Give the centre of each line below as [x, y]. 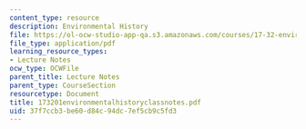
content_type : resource [55, 18]
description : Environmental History [79, 26]
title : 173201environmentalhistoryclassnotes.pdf [106, 102]
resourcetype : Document [55, 94]
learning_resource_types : [58, 52]
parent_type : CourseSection [63, 85]
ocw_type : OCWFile [44, 69]
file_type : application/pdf [63, 43]
